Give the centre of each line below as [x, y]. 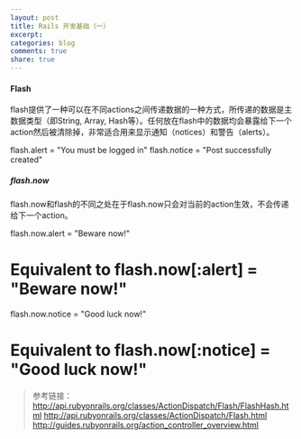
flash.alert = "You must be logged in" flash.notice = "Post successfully [141, 151]
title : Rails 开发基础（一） [60, 26]
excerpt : [27, 34]
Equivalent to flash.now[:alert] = [134, 270]
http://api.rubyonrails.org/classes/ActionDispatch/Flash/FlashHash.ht [160, 406]
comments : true [39, 51]
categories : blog [43, 43]
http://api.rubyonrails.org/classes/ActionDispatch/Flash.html [155, 416]
